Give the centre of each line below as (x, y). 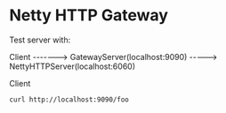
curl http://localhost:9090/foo (69, 99)
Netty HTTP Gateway (89, 15)
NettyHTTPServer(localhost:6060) (73, 66)
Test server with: (40, 40)
